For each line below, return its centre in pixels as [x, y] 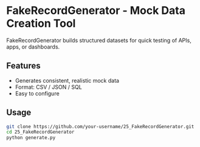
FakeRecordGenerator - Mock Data [96, 11]
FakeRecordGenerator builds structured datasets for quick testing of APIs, [99, 40]
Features [23, 66]
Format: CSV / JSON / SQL [48, 87]
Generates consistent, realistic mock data [67, 80]
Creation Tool [41, 23]
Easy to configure [37, 93]
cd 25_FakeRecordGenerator [40, 132]
